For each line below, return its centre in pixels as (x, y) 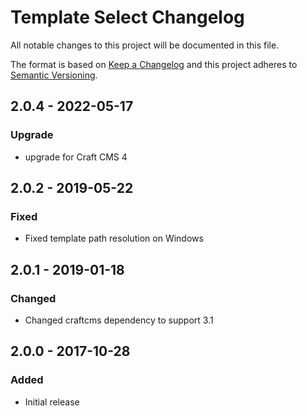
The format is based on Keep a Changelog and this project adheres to (154, 64)
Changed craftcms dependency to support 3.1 (119, 320)
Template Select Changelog (127, 17)
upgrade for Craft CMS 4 (76, 157)
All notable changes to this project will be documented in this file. (145, 45)
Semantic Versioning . (54, 75)
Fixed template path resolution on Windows (114, 238)
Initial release (52, 402)
